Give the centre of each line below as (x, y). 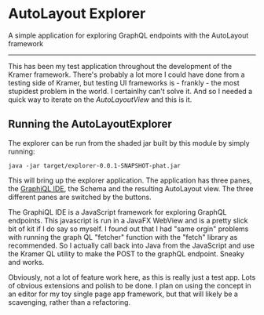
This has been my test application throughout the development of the (120, 66)
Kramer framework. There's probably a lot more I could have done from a (126, 74)
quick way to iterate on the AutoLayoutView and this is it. (100, 100)
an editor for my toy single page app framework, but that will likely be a (123, 294)
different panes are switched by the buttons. (80, 197)
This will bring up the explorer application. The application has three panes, (130, 180)
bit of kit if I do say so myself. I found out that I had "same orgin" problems (128, 229)
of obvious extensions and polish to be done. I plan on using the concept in (130, 285)
